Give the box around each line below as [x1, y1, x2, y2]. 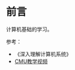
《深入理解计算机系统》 [14, 50, 71, 57]
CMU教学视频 [14, 58, 48, 65]
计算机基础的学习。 [6, 26, 53, 33]
